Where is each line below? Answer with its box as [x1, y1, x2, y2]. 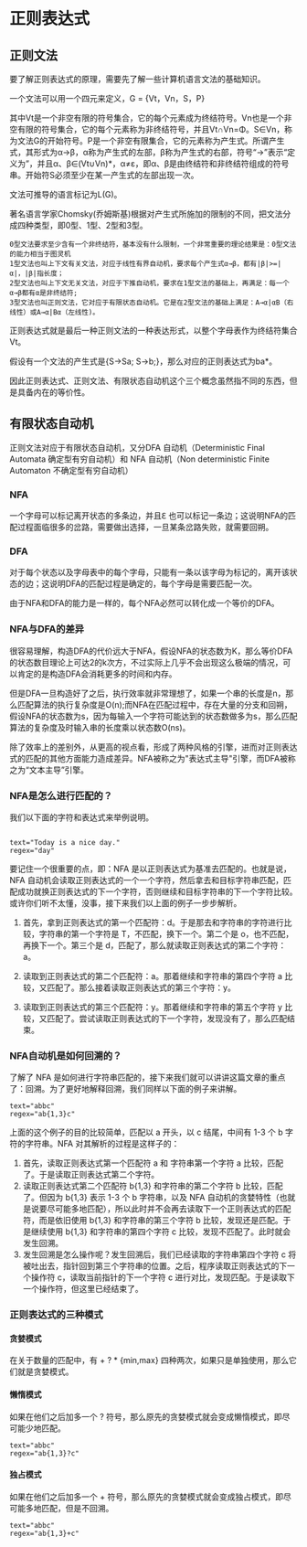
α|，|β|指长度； [9, 269, 65, 278]
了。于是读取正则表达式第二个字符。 [22, 1169, 160, 1180]
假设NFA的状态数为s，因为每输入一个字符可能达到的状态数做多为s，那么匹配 [9, 710, 298, 721]
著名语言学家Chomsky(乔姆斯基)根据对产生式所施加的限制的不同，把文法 [9, 208, 283, 219]
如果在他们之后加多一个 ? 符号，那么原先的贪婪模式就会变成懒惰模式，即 [9, 1411, 283, 1422]
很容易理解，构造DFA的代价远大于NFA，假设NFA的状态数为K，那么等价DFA [9, 645, 293, 656]
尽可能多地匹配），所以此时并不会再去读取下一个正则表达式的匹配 [47, 1203, 291, 1214]
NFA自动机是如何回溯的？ [9, 1049, 122, 1062]
